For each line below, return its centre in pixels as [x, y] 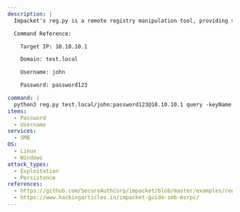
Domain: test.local [49, 59]
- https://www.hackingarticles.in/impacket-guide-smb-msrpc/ [107, 198]
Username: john [43, 72]
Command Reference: [43, 34]
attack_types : [29, 164]
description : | [30, 14]
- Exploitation [36, 171]
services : [22, 131]
